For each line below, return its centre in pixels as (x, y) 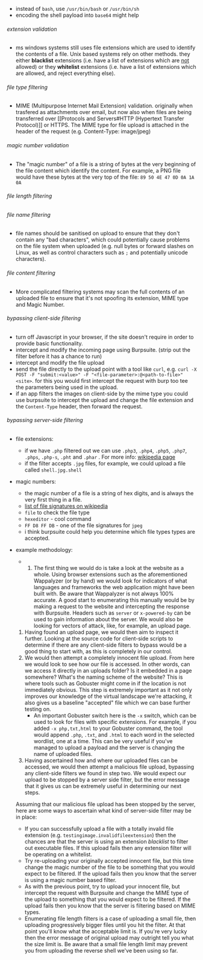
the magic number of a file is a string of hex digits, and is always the (109, 493)
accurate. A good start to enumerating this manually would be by (114, 600)
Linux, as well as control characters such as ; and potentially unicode (102, 252)
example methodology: (44, 550)
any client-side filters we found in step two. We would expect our (105, 773)
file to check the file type (57, 513)
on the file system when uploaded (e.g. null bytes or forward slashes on (105, 246)
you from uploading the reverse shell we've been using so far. (101, 951)
